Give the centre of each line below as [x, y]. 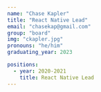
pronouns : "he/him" [35, 46]
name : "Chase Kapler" [38, 13]
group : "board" [29, 33]
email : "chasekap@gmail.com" [49, 26]
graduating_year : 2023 [40, 53]
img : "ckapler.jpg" [35, 39]
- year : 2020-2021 [40, 71]
